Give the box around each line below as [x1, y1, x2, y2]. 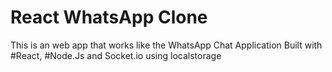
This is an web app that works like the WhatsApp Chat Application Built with [10, 39, 323, 51]
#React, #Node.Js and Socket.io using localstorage [10, 49, 222, 61]
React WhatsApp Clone [10, 6, 208, 29]
